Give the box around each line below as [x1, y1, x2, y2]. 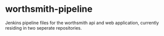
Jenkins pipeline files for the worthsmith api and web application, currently [5, 20, 159, 26]
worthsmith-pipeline [5, 3, 92, 15]
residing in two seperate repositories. [5, 25, 82, 31]
